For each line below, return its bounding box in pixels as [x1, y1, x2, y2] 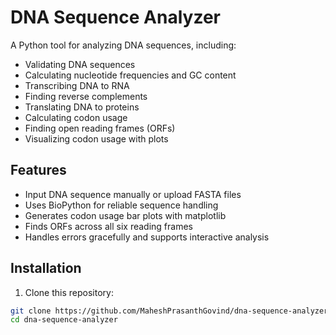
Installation [10, 260, 82, 277]
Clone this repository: [24, 286, 114, 298]
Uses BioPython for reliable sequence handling [24, 199, 219, 211]
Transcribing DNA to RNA [24, 79, 130, 91]
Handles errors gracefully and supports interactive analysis [24, 231, 270, 243]
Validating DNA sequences [24, 58, 136, 70]
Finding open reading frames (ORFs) [24, 122, 176, 134]
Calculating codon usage [24, 111, 128, 123]
